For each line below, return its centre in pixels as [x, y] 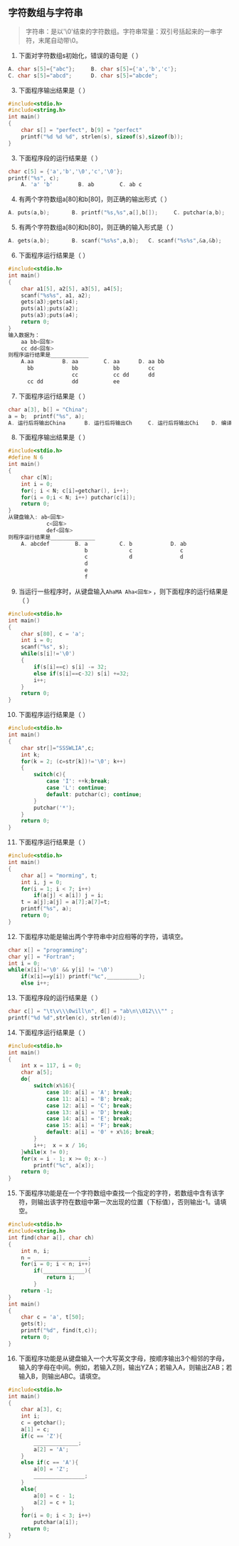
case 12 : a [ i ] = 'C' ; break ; [89, 1105]
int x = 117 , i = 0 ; [51, 1066]
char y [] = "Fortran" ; [42, 957]
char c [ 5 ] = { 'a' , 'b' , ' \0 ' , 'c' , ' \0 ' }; [65, 171]
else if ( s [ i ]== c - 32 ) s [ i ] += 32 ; [82, 673]
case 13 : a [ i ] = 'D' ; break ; [89, 1112]
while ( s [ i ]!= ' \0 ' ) [48, 654]
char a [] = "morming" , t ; [59, 875]
